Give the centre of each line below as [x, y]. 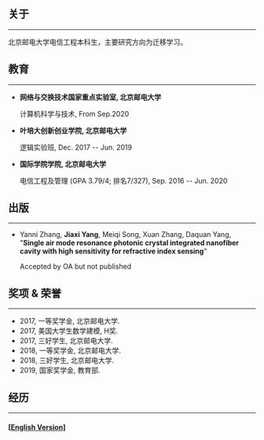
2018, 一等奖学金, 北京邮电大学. [70, 351]
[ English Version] [37, 427]
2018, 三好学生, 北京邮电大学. [67, 361]
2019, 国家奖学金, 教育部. [60, 370]
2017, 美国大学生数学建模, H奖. [69, 331]
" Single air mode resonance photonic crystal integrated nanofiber [129, 243]
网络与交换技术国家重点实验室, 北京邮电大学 [90, 97]
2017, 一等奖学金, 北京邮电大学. [70, 321]
